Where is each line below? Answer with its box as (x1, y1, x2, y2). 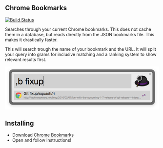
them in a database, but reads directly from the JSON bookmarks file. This (5, 31, 155, 37)
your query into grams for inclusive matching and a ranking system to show (5, 51, 157, 57)
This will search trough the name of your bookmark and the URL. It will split (5, 46, 156, 52)
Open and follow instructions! (12, 137, 72, 143)
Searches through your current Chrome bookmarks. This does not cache (5, 26, 151, 32)
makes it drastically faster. (5, 37, 58, 42)
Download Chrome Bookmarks (12, 132, 74, 138)
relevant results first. (5, 56, 47, 63)
